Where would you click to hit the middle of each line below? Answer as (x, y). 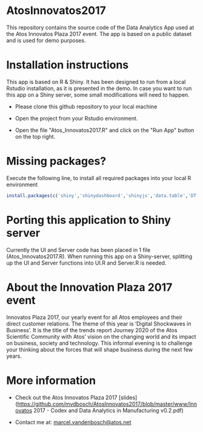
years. (14, 356)
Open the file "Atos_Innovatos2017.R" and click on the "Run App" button (105, 130)
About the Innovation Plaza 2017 (89, 287)
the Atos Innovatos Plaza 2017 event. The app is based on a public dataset (99, 33)
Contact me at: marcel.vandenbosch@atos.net (73, 422)
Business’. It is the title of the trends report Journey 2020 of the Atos (92, 330)
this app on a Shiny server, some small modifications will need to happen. (98, 94)
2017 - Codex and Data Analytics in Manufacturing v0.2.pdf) (108, 410)
